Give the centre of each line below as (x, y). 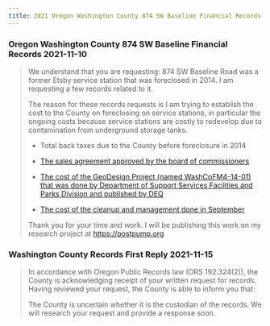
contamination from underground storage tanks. (108, 130)
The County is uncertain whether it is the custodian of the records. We (145, 305)
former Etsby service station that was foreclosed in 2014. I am (131, 80)
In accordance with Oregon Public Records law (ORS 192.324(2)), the (143, 272)
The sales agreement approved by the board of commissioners (145, 161)
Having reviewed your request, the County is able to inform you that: (141, 289)
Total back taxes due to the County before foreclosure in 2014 (143, 145)
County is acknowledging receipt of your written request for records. (142, 281)
